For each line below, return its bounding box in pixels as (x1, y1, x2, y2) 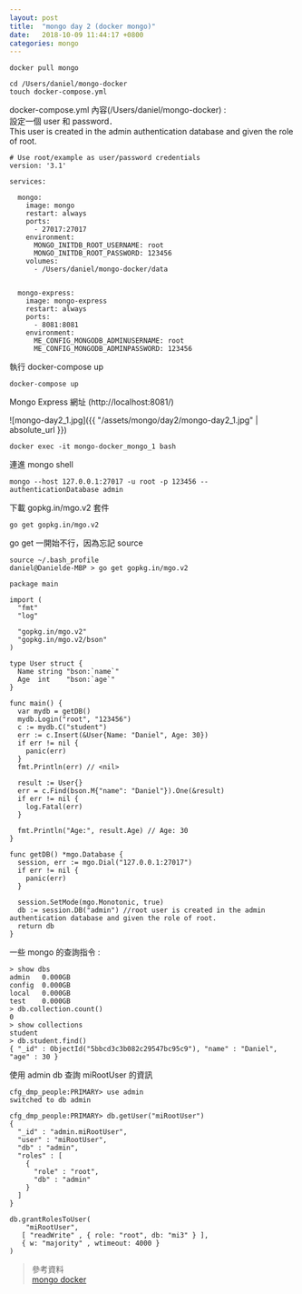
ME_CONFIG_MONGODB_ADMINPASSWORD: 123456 (33, 345, 193, 354)
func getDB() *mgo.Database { (9, 850, 124, 859)
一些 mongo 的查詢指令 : (9, 947, 101, 958)
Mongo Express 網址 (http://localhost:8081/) (9, 396, 174, 407)
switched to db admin (9, 1096, 92, 1105)
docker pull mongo (9, 64, 79, 73)
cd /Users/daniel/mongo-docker (9, 79, 128, 89)
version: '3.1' (9, 161, 67, 171)
